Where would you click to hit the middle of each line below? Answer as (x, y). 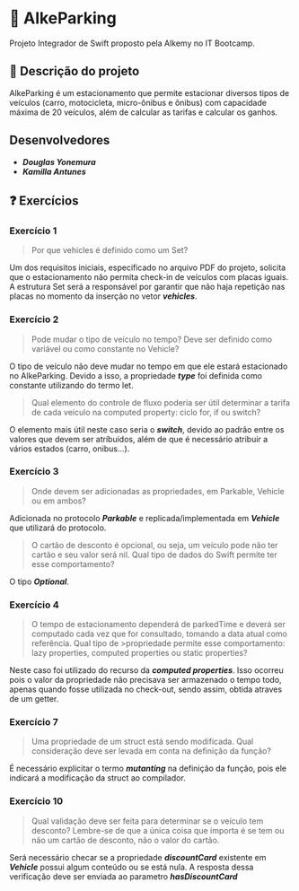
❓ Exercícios (44, 201)
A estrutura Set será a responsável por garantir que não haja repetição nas (147, 287)
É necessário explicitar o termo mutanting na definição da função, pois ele (148, 769)
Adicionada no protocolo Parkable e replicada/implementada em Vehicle (145, 518)
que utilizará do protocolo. (58, 528)
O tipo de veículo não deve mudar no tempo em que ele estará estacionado (149, 366)
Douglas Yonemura (59, 162)
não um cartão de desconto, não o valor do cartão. (125, 840)
